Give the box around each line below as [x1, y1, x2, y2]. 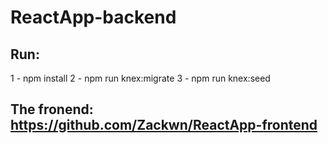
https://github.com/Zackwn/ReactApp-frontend [10, 117, 318, 134]
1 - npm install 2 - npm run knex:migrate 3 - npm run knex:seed [10, 72, 271, 84]
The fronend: [10, 101, 94, 118]
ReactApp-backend [10, 6, 177, 29]
